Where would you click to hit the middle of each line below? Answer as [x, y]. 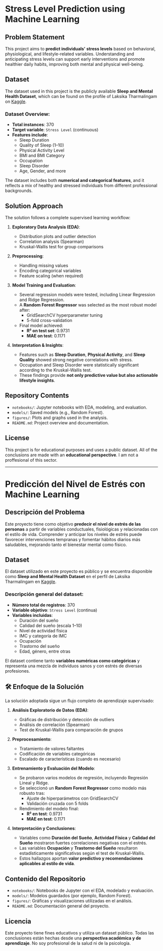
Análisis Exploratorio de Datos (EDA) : [50, 710]
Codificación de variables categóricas [57, 754]
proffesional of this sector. [31, 460]
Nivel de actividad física [43, 630]
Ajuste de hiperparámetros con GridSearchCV [73, 798]
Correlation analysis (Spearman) [51, 242]
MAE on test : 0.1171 [46, 336]
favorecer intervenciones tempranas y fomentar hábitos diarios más [73, 539]
